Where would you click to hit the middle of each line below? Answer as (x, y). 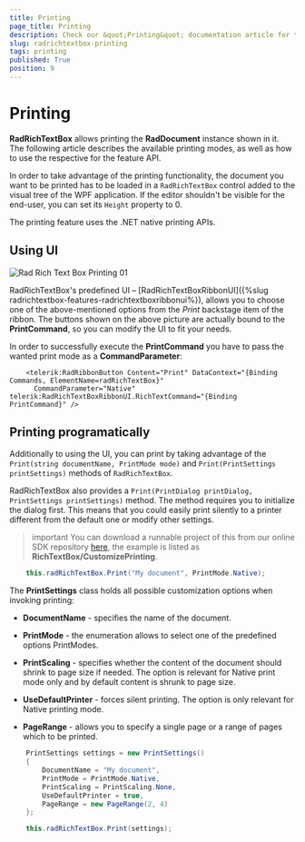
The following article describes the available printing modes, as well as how (151, 148)
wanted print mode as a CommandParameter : (96, 356)
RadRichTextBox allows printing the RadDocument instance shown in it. (144, 138)
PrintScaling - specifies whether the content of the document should (152, 663)
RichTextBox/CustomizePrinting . (94, 557)
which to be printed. (60, 737)
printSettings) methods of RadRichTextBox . (91, 473)
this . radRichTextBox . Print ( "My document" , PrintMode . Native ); (146, 573)
